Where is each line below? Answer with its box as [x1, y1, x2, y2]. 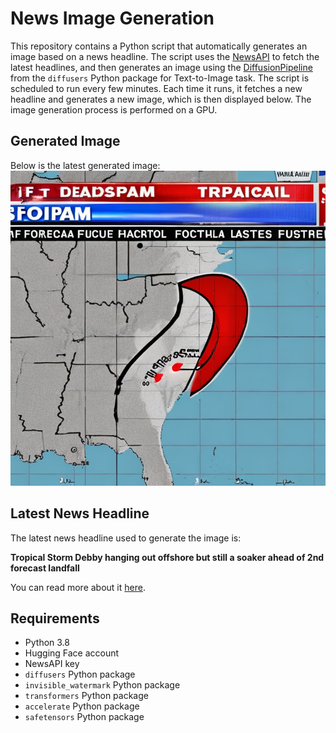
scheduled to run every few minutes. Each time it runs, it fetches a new [10, 82, 303, 94]
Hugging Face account [24, 647, 120, 659]
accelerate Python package [24, 700, 140, 712]
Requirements [10, 610, 100, 627]
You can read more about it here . [10, 581, 146, 593]
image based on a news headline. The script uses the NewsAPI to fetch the [10, 50, 320, 62]
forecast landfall [10, 562, 80, 574]
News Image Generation [10, 7, 215, 30]
